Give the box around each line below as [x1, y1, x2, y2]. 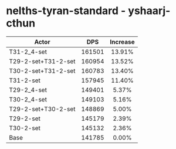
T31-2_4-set [9, 48, 47, 56]
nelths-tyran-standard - [6, 4, 126, 18]
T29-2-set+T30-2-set [9, 104, 76, 113]
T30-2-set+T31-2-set [9, 66, 76, 74]
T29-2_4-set [9, 86, 47, 94]
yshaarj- [128, 4, 171, 18]
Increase [110, 38, 135, 46]
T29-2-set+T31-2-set [9, 57, 76, 65]
